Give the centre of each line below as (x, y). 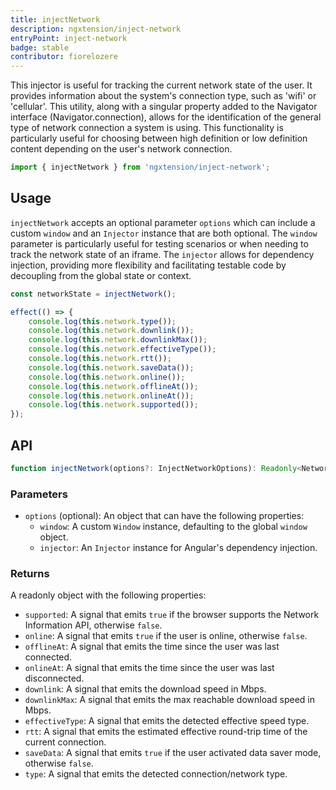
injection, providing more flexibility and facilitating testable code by (148, 265)
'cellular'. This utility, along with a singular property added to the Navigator (164, 107)
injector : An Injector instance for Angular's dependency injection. (178, 548)
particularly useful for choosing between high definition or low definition (159, 138)
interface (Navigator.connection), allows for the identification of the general (166, 117)
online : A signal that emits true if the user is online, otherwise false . (166, 636)
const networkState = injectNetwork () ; (93, 294)
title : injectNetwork (55, 19)
